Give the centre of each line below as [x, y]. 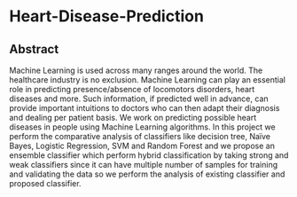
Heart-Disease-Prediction [106, 16]
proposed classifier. [45, 183]
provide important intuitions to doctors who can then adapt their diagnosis [145, 108]
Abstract [34, 49]
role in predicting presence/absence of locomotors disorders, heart [132, 89]
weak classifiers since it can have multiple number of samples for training [144, 165]
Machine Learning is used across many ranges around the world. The [136, 70]
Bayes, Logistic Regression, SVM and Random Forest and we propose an [142, 146]
